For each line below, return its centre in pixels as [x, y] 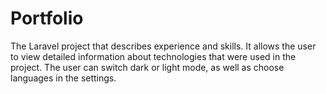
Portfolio [47, 18]
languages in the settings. [63, 78]
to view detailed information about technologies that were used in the [153, 56]
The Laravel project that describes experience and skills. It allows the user [163, 46]
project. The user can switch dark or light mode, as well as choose [147, 67]
